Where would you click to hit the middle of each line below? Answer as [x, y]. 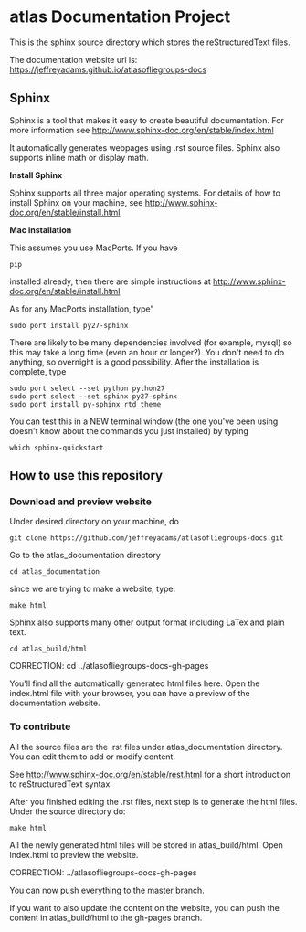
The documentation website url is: [74, 59]
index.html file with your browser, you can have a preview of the [130, 694]
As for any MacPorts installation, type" [82, 309]
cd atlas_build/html [49, 649]
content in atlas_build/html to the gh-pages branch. [106, 917]
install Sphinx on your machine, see [76, 202]
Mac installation [41, 229]
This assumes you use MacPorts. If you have [94, 248]
